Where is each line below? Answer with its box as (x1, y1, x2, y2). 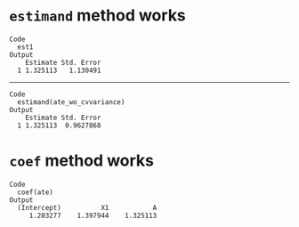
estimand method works (9, 5, 187, 26)
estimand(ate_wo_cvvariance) (17, 97, 125, 107)
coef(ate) (17, 188, 53, 197)
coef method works (9, 150, 154, 171)
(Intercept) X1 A (17, 203, 158, 212)
